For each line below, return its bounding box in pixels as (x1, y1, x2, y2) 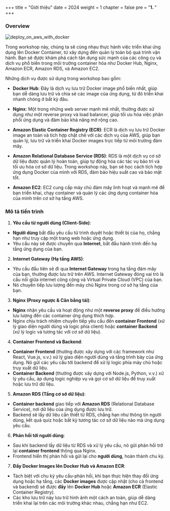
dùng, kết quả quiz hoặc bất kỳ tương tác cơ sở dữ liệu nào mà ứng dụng (12, 417, 165, 423)
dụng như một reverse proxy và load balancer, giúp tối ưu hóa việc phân (12, 112, 163, 118)
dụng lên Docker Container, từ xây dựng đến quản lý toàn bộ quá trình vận (5, 49, 161, 56)
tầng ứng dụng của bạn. (12, 246, 63, 252)
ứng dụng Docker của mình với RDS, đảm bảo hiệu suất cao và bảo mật (12, 169, 162, 175)
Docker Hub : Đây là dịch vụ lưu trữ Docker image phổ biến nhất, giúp (12, 85, 157, 91)
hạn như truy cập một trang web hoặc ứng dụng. (12, 235, 115, 241)
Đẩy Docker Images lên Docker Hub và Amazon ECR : (12, 463, 126, 469)
